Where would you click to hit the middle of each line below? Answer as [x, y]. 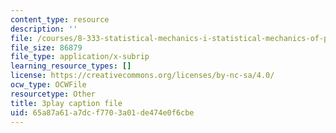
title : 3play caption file [66, 103]
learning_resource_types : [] [71, 66]
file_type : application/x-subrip [80, 57]
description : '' [44, 29]
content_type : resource [60, 19]
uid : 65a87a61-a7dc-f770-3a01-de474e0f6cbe [102, 112]
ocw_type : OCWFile [48, 85]
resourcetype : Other [53, 94]
